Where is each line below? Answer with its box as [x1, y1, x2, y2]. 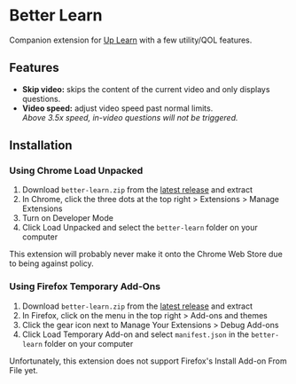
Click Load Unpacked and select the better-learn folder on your [21, 223, 259, 233]
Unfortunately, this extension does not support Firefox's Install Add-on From [9, 356, 287, 366]
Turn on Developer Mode [21, 213, 113, 223]
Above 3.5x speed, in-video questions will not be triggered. [21, 112, 238, 122]
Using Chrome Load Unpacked [9, 165, 144, 177]
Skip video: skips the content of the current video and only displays [21, 83, 270, 94]
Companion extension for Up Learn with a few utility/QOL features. [9, 35, 253, 45]
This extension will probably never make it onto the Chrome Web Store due [9, 249, 284, 260]
